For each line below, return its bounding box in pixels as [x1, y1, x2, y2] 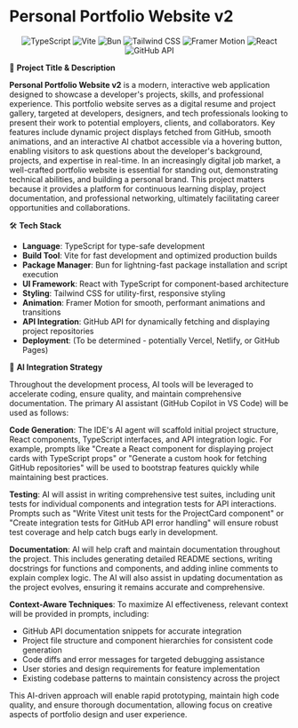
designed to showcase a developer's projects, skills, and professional [9, 89, 264, 100]
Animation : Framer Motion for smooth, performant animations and [21, 297, 265, 308]
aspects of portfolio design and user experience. [9, 708, 188, 719]
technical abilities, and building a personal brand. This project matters [9, 173, 265, 184]
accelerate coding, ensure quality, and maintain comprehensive [9, 388, 242, 399]
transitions [21, 307, 61, 317]
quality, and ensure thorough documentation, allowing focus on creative [9, 700, 273, 710]
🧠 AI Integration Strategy [9, 362, 103, 372]
